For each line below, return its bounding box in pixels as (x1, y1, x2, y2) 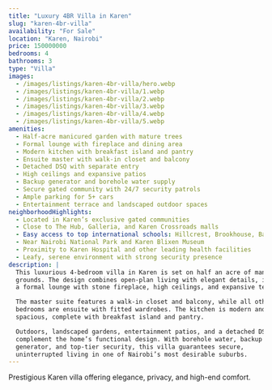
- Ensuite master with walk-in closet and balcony (15, 155, 190, 163)
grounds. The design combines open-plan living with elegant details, (15, 276, 259, 284)
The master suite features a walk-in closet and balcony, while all (15, 298, 252, 306)
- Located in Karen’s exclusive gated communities (15, 216, 190, 224)
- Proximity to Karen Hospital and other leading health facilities (15, 246, 252, 254)
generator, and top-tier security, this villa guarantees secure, (15, 342, 244, 351)
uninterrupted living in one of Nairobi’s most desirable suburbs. (15, 350, 249, 358)
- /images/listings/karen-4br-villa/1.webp (15, 87, 164, 96)
